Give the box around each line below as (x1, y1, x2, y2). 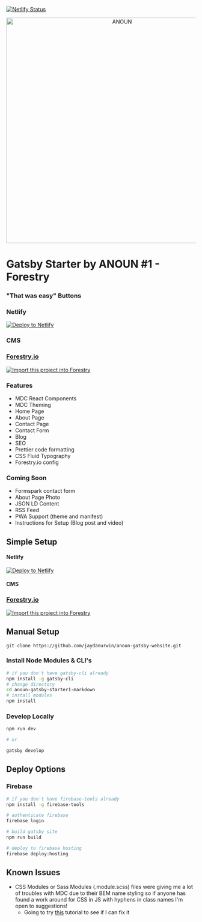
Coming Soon (6, 474, 47, 482)
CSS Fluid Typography (14, 452, 71, 459)
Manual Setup (6, 627, 60, 637)
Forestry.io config (14, 459, 59, 466)
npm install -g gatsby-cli (6, 676, 74, 682)
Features (6, 381, 33, 389)
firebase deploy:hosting (6, 850, 69, 856)
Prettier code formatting (14, 445, 75, 453)
